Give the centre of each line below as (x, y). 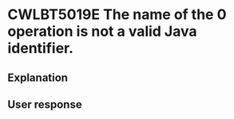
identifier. (40, 48)
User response (45, 104)
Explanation (38, 77)
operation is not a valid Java (102, 31)
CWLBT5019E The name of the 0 (117, 15)
